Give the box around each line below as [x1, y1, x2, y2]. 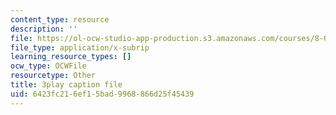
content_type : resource [10, 14, 110, 25]
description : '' [10, 24, 78, 34]
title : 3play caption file [10, 80, 123, 90]
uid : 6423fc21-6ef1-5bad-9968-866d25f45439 [10, 89, 195, 99]
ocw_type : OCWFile [10, 61, 87, 71]
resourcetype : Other [10, 71, 97, 81]
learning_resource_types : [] [10, 52, 132, 62]
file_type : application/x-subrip [10, 42, 150, 53]
